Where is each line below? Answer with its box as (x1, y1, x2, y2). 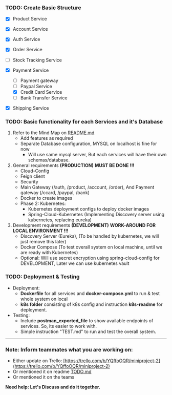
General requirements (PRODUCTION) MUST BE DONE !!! (12, 162, 135, 169)
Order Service (12, 47, 42, 53)
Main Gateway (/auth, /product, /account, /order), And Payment (20, 184, 155, 191)
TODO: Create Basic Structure (5, 4, 81, 11)
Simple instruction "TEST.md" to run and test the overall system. (20, 328, 156, 335)
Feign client (20, 173, 45, 179)
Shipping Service (12, 105, 49, 111)
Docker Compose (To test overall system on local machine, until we (20, 244, 163, 250)
